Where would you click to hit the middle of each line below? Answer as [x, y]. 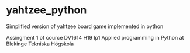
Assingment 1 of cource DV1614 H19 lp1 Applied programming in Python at [95, 37]
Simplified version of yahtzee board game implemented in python [85, 26]
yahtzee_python [46, 10]
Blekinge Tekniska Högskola [40, 44]
